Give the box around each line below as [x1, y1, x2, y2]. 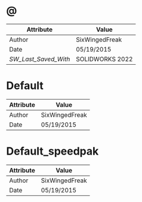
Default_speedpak [6, 144, 99, 158]
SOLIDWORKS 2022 [75, 55, 133, 63]
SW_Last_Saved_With [9, 55, 70, 63]
